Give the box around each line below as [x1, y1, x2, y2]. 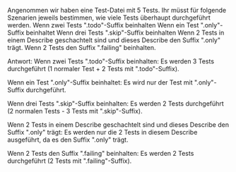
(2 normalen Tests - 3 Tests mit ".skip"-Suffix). [7, 107, 143, 115]
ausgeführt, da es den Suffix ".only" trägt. [7, 135, 129, 144]
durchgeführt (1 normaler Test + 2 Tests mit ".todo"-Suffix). [7, 65, 179, 73]
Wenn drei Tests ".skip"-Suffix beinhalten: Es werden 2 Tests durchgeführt [7, 99, 224, 108]
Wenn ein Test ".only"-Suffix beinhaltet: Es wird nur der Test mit [7, 78, 193, 87]
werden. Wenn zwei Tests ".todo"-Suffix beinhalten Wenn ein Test [7, 21, 199, 29]
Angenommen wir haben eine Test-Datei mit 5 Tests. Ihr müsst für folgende [7, 6, 227, 14]
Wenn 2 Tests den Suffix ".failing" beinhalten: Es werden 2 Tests [7, 149, 194, 157]
